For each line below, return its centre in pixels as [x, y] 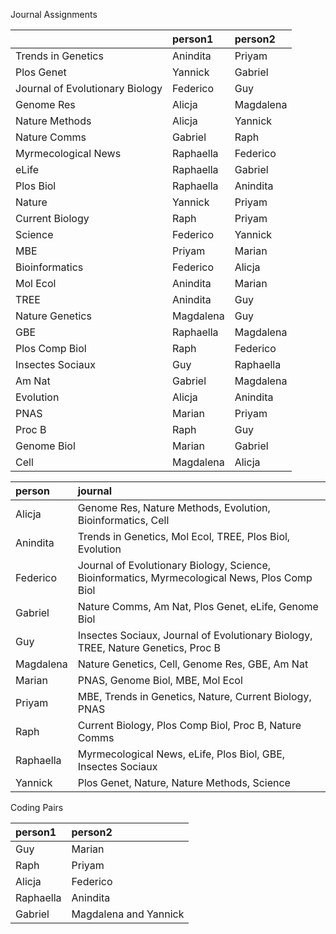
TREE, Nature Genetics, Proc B [149, 647]
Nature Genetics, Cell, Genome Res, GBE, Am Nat [193, 664]
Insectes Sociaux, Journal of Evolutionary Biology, [195, 635]
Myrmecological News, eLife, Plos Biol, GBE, [181, 754]
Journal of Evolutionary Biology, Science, [174, 565]
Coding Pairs [37, 807]
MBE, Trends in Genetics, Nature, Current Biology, [194, 696]
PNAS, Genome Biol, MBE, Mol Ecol [160, 680]
